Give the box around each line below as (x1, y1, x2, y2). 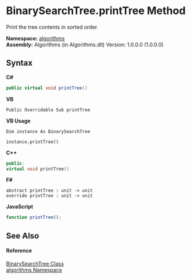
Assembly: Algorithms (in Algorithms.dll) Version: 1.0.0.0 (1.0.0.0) (6, 41, 164, 48)
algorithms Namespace (6, 266, 63, 273)
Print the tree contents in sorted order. (6, 23, 98, 30)
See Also (6, 230, 39, 241)
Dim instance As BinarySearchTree (6, 128, 91, 134)
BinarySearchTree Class (6, 260, 64, 267)
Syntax (6, 58, 33, 68)
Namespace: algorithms (6, 35, 65, 42)
